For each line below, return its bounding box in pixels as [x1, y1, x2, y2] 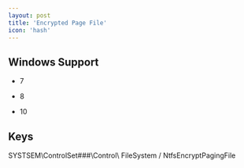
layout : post [8, 11, 51, 20]
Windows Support [8, 55, 99, 69]
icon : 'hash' [8, 26, 51, 34]
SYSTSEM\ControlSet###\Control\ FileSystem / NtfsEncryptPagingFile [8, 151, 236, 160]
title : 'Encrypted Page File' [8, 19, 108, 27]
